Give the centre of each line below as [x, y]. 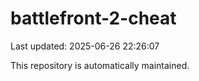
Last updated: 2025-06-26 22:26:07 [85, 46]
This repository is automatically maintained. [100, 65]
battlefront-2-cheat [93, 18]
